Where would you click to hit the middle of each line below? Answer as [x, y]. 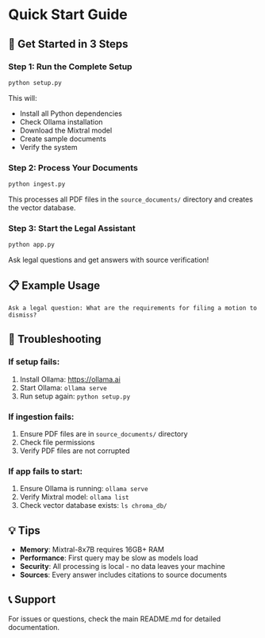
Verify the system [48, 147]
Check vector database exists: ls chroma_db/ [94, 505]
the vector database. [42, 207]
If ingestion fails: [41, 417]
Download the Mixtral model [66, 130]
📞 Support [32, 600]
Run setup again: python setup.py [75, 396]
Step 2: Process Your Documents [73, 167]
